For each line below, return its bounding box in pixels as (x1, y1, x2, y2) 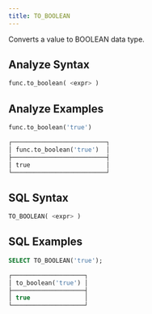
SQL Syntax (8, 190, 69, 204)
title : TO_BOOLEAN (8, 11, 70, 20)
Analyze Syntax (8, 58, 91, 72)
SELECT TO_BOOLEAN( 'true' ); (8, 256, 103, 264)
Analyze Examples (8, 102, 104, 116)
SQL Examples (8, 235, 83, 249)
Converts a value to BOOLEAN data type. (8, 34, 146, 44)
